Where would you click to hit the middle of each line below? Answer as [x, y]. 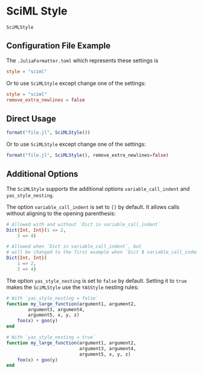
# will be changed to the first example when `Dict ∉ [76, 253]
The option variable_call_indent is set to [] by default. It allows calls [93, 206]
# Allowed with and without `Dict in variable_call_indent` [84, 224]
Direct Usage [31, 118]
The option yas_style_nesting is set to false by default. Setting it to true [97, 280]
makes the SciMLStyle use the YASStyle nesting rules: [72, 287]
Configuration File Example [58, 46]
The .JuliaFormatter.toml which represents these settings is [82, 60]
